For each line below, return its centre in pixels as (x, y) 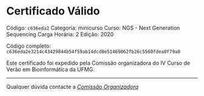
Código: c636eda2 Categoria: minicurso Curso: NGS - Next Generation (93, 28)
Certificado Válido (53, 11)
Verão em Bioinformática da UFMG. (51, 69)
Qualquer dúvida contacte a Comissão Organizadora (72, 86)
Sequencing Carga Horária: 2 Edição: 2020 (60, 34)
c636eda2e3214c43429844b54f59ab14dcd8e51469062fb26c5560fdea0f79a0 (93, 52)
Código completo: (29, 46)
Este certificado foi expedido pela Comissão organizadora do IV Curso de (98, 63)
